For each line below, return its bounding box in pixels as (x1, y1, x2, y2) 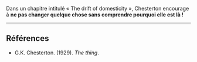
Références (6, 33, 49, 43)
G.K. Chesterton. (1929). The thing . (14, 49, 100, 56)
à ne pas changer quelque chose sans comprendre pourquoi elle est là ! (6, 11, 184, 18)
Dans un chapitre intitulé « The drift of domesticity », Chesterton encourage (6, 5, 189, 12)
